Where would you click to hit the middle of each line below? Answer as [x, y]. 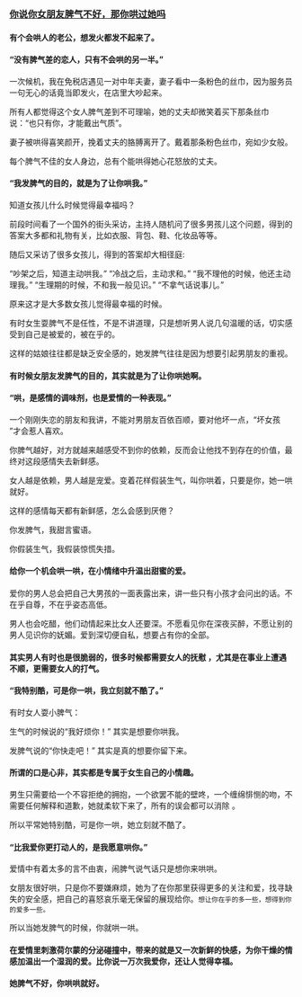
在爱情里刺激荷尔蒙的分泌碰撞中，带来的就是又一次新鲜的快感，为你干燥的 [147, 949]
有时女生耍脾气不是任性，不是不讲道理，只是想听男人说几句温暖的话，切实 [147, 323]
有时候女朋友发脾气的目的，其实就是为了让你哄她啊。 [108, 376]
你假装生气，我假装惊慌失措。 [64, 548]
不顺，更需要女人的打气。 [57, 668]
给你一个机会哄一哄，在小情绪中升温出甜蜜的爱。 [100, 571]
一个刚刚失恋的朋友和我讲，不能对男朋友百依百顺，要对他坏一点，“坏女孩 [145, 419]
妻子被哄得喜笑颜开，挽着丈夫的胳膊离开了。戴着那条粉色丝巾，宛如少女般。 [151, 142]
